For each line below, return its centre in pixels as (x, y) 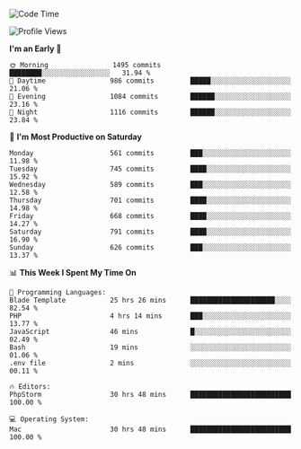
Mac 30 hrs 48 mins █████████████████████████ (150, 429)
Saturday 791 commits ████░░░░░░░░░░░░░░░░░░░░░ (150, 232)
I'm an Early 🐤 (35, 48)
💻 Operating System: (49, 419)
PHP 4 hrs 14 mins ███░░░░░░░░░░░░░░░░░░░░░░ (150, 316)
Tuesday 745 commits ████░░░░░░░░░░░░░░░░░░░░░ (150, 169)
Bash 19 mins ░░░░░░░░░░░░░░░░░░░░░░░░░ (150, 348)
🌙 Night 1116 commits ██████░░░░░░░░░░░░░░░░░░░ (150, 112)
